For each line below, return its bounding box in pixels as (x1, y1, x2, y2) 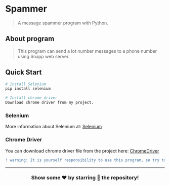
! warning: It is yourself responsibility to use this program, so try (5, 158, 159, 163)
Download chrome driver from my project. (5, 100, 94, 105)
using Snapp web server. (17, 53, 70, 59)
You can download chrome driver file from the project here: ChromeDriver (5, 147, 159, 154)
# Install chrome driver (5, 95, 58, 100)
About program (5, 34, 55, 43)
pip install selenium (5, 86, 51, 91)
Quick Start (5, 68, 42, 77)
